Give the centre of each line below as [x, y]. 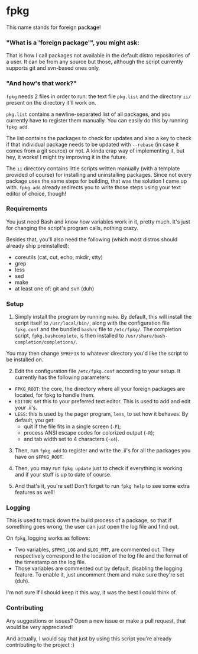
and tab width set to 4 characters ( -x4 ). [71, 439]
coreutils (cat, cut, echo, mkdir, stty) [59, 257]
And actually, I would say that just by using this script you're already [89, 638]
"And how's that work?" [41, 83]
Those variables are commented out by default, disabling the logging [99, 568]
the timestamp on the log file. [50, 562]
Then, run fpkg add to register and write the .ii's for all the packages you [103, 451]
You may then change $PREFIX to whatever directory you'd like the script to [97, 354]
